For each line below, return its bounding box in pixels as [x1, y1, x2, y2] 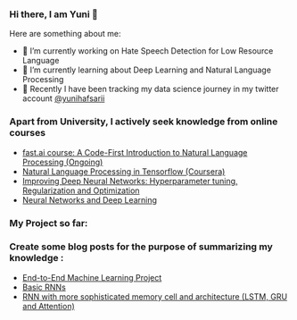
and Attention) [21, 300, 76, 311]
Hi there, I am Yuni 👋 [9, 8, 98, 21]
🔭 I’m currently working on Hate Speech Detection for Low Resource [21, 46, 274, 56]
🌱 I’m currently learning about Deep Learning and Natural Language [21, 64, 272, 75]
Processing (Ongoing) [21, 156, 103, 167]
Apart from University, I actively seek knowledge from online [9, 115, 278, 128]
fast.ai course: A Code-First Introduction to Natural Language [21, 147, 248, 157]
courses [9, 127, 46, 139]
